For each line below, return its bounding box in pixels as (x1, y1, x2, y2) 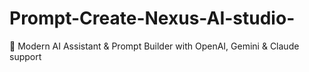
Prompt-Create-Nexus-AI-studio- (9, 7, 296, 30)
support (9, 50, 42, 62)
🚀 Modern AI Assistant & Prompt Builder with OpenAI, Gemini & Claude (9, 40, 300, 52)
